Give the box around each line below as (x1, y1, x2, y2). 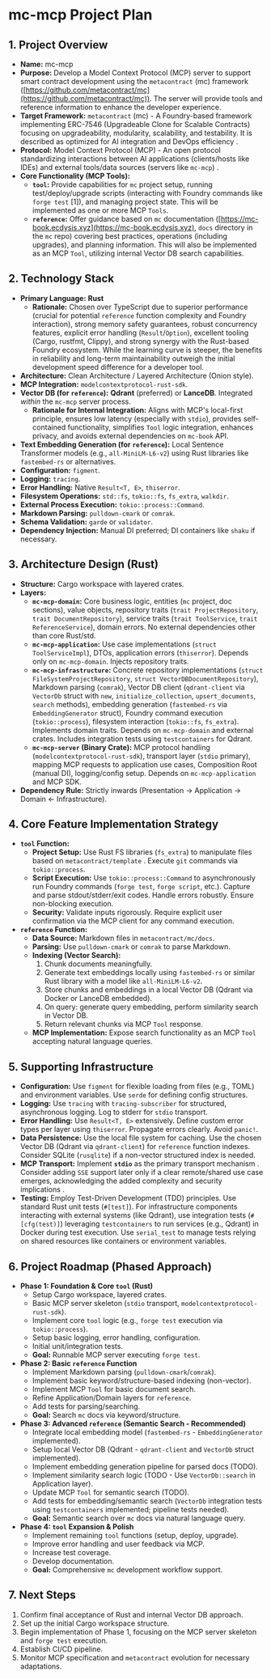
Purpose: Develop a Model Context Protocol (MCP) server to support (19, 68, 252, 78)
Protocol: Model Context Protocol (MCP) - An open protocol (19, 146, 221, 155)
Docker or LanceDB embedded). (44, 994, 152, 1003)
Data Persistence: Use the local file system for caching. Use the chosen (19, 1133, 262, 1143)
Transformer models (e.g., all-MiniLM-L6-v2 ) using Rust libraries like (19, 447, 249, 458)
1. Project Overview (8, 38, 108, 52)
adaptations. (19, 1661, 62, 1671)
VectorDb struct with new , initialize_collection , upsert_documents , (32, 690, 256, 701)
